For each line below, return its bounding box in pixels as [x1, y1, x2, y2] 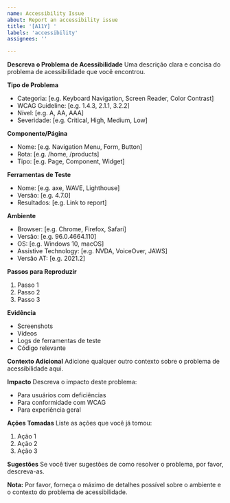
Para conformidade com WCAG [16, 399, 106, 407]
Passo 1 [16, 281, 39, 289]
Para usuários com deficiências [16, 391, 106, 399]
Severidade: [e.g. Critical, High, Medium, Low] [16, 116, 148, 124]
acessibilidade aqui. [7, 364, 64, 373]
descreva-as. [7, 467, 45, 476]
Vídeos [16, 329, 38, 338]
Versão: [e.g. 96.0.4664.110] [16, 233, 97, 241]
